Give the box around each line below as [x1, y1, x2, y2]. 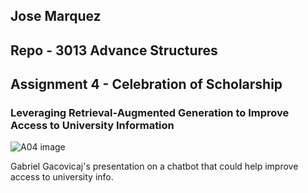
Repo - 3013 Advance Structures [10, 42, 218, 59]
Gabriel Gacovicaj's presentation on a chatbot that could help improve [10, 160, 299, 173]
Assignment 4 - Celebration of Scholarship [10, 76, 283, 93]
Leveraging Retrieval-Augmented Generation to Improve [10, 106, 290, 120]
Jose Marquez [10, 8, 102, 25]
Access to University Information [10, 119, 175, 133]
